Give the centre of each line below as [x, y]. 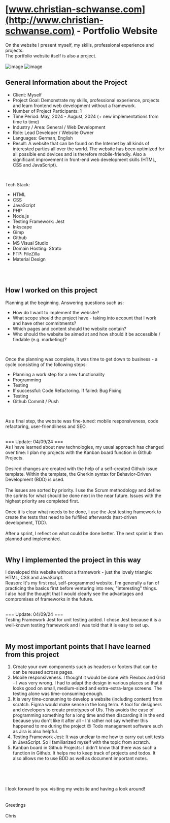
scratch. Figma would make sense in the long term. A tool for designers [87, 705]
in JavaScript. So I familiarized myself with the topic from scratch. [81, 742]
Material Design [29, 259]
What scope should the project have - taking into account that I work [84, 318]
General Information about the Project [66, 83]
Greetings [16, 805]
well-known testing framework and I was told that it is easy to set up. [77, 625]
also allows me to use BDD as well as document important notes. [80, 759]
